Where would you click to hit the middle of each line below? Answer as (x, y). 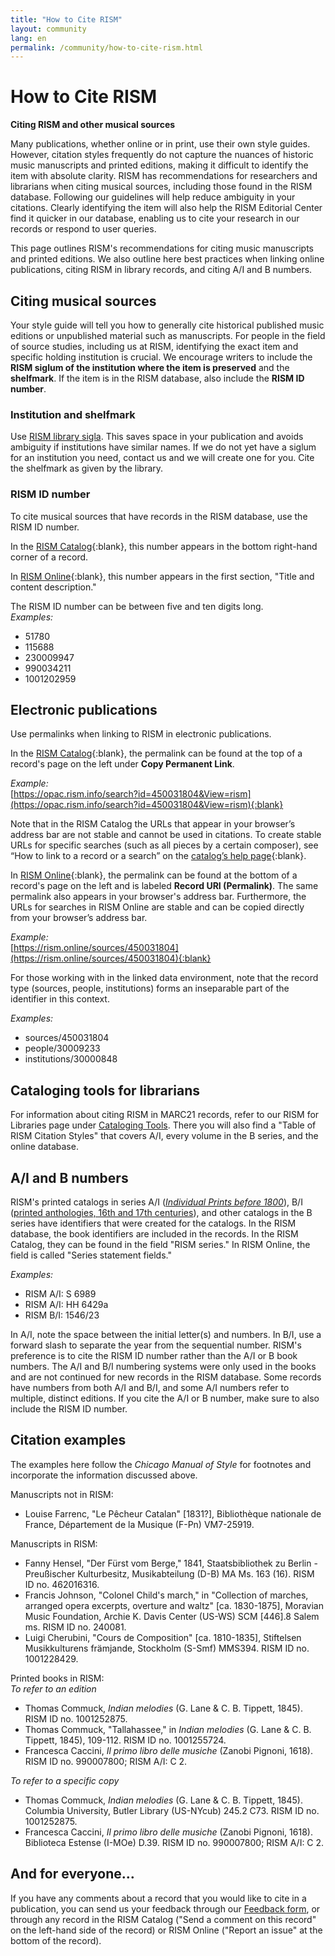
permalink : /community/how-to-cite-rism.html (106, 47)
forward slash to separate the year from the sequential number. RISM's (156, 1345)
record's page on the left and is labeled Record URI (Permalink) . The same (164, 886)
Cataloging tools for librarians (105, 1090)
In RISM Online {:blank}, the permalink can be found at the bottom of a (154, 875)
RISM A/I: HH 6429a (66, 1305)
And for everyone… (72, 1874)
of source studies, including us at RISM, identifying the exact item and (154, 346)
